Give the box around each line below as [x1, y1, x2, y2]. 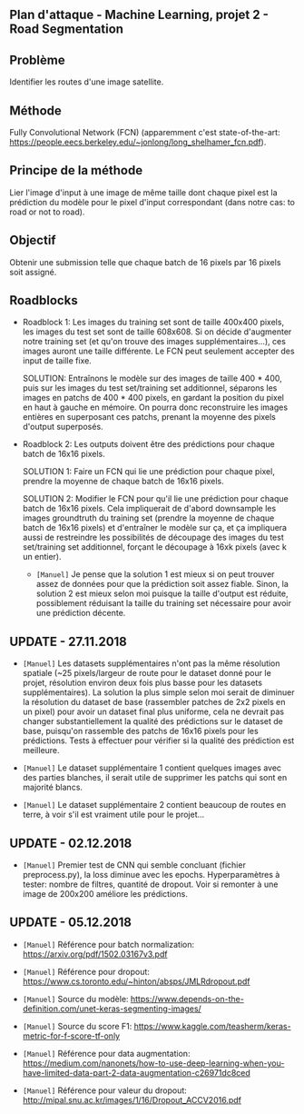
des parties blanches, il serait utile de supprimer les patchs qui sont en [22, 772, 288, 783]
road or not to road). [9, 206, 85, 217]
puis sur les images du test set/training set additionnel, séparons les [22, 383, 278, 393]
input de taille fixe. [22, 355, 93, 366]
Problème [9, 52, 65, 67]
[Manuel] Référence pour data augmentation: [22, 1048, 191, 1059]
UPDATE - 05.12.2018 [9, 915, 132, 930]
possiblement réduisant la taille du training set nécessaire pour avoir [35, 598, 292, 609]
